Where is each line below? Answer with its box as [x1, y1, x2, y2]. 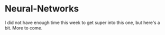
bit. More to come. [4, 24, 43, 30]
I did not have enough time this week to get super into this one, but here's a [4, 19, 160, 25]
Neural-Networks [4, 3, 79, 14]
